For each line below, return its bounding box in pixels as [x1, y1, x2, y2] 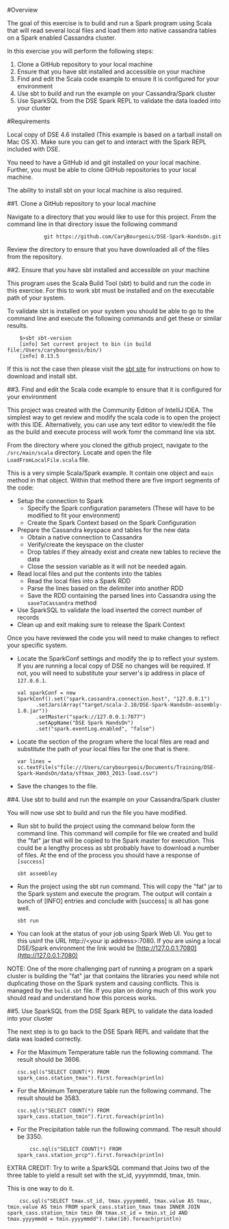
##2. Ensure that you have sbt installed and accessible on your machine [7, 266, 210, 273]
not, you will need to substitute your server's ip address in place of [16, 669, 205, 677]
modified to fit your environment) [27, 511, 121, 520]
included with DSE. [7, 145, 60, 153]
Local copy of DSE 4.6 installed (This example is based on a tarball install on [7, 130, 222, 138]
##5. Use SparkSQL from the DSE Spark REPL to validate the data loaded [7, 1007, 213, 1015]
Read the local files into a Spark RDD [27, 577, 131, 585]
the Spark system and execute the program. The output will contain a [16, 890, 212, 897]
